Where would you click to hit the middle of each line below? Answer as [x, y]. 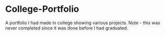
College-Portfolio [42, 9]
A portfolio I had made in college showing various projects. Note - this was [83, 23]
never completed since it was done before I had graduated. [67, 28]
